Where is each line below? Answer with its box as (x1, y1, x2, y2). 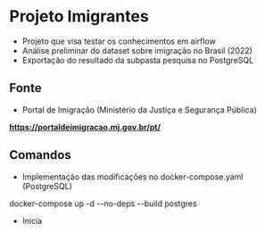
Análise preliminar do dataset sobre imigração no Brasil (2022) (21, 45, 253, 55)
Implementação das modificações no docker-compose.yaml (21, 171, 244, 182)
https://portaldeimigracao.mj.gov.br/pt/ (9, 121, 161, 132)
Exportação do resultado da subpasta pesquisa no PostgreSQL (21, 54, 254, 65)
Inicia (21, 215, 43, 226)
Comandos (9, 147, 71, 162)
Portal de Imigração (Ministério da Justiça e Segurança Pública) (21, 104, 257, 115)
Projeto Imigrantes (9, 6, 149, 27)
